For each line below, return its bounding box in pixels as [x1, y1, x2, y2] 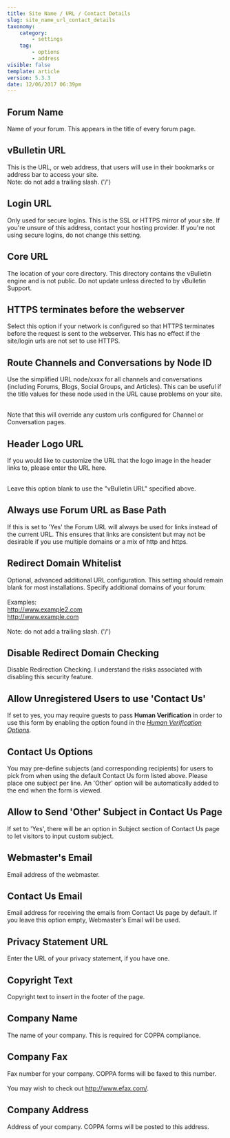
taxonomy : [7, 23, 36, 30]
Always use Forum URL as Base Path [7, 504, 167, 516]
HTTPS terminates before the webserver [7, 303, 185, 315]
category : [19, 29, 48, 37]
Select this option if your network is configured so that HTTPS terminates [7, 322, 215, 330]
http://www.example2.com [7, 605, 83, 614]
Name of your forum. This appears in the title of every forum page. [7, 125, 196, 133]
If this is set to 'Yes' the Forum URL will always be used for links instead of [7, 522, 218, 531]
